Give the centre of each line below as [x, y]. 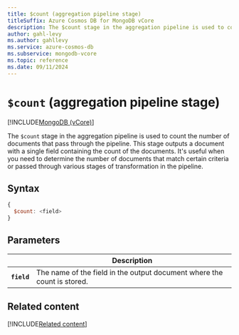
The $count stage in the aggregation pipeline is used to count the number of [118, 135]
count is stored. [62, 281]
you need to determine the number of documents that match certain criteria [118, 158]
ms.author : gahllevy [38, 41]
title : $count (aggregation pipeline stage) [74, 14]
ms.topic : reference [38, 61]
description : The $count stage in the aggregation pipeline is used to [116, 27]
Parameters [34, 241]
